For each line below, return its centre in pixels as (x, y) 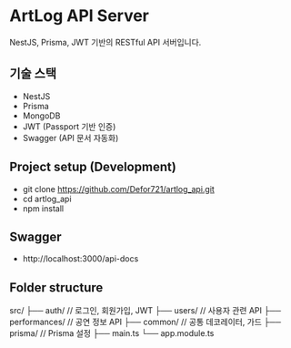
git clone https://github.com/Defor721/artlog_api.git (119, 189)
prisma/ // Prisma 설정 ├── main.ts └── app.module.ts (112, 333)
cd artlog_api (47, 199)
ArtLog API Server (80, 16)
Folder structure (56, 287)
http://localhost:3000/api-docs (80, 259)
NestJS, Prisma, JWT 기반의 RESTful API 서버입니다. (105, 42)
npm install (43, 208)
